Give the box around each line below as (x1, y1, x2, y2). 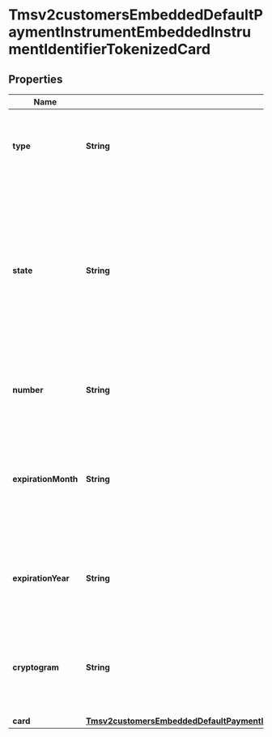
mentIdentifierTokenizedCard (8, 40, 211, 58)
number (12, 385, 44, 395)
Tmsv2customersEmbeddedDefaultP (8, 6, 263, 24)
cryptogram (12, 662, 59, 673)
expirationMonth (12, 474, 79, 484)
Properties (8, 72, 63, 86)
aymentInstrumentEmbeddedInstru (8, 23, 252, 41)
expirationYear (12, 573, 70, 584)
